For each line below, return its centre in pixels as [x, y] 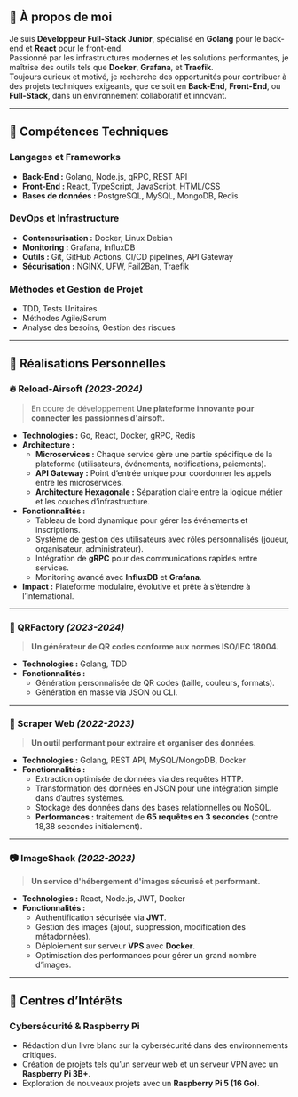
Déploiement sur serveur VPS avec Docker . [115, 946]
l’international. [48, 596]
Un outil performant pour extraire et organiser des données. [144, 743]
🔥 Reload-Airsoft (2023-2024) [76, 389]
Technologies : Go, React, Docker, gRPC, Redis [109, 435]
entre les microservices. [79, 482]
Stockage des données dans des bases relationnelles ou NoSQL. [153, 808]
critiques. [39, 1055]
